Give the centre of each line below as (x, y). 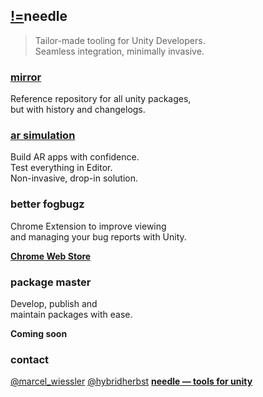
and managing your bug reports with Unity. (98, 236)
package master (51, 282)
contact (30, 359)
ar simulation (43, 136)
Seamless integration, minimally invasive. (119, 51)
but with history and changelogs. (78, 110)
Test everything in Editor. (61, 168)
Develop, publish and (54, 303)
